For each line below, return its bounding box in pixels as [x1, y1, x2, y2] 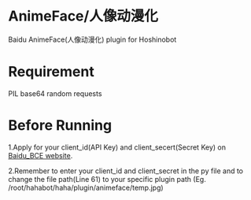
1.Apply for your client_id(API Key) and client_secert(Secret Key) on [8, 143, 227, 152]
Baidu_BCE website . [8, 150, 73, 160]
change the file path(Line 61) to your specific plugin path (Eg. [8, 174, 206, 183]
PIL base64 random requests [8, 88, 102, 98]
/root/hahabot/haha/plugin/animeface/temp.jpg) [8, 183, 164, 192]
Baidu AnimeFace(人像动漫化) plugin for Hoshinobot [8, 35, 177, 44]
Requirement [8, 63, 94, 81]
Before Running [8, 117, 113, 135]
